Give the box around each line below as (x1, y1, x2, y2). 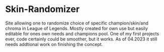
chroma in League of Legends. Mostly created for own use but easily (5, 25, 148, 31)
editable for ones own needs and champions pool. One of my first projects (5, 30, 159, 36)
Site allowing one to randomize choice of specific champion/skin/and (5, 20, 148, 26)
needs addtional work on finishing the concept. (5, 41, 103, 47)
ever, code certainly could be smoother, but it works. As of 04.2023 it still (5, 36, 157, 42)
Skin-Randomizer (5, 3, 80, 15)
